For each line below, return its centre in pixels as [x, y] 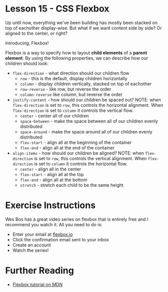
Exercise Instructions [50, 205]
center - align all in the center [50, 169]
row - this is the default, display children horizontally [74, 78]
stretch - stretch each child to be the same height [72, 185]
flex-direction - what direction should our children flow [71, 73]
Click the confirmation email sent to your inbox [61, 239]
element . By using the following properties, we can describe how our [77, 58]
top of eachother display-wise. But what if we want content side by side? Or [83, 28]
